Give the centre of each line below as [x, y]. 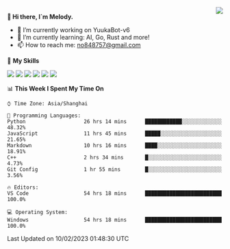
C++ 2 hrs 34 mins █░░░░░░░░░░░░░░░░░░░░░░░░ [115, 157]
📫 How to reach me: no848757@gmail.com [79, 45]
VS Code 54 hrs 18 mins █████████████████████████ [115, 194]
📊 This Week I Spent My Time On [55, 89]
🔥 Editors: [23, 187]
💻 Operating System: [38, 212]
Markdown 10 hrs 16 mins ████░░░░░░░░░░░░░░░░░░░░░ [115, 146]
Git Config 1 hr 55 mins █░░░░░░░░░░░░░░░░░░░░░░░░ [115, 170]
